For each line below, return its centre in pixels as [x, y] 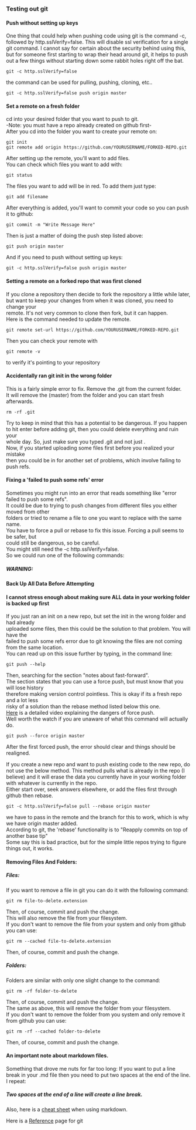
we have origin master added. [42, 824]
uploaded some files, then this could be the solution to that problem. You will [98, 629]
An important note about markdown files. [57, 1055]
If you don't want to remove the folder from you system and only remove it [96, 1014]
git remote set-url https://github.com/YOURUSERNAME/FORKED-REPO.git [93, 330]
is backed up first [28, 603]
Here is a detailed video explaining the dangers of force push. [80, 713]
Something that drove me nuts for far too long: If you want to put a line [91, 1068]
